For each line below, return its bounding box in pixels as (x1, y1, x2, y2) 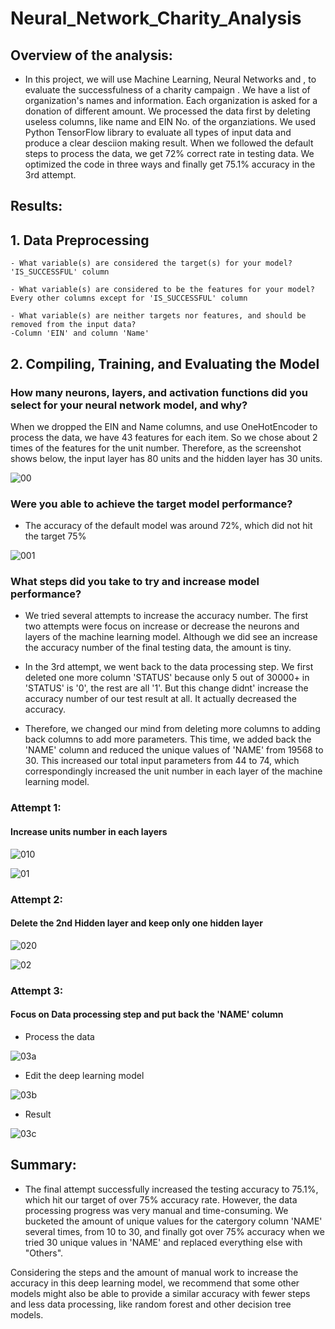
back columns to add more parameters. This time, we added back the (24, 733, 312, 746)
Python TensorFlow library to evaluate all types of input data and (24, 127, 292, 138)
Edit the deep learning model (24, 1069, 145, 1081)
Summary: (10, 1157, 77, 1174)
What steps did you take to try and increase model (10, 575, 260, 589)
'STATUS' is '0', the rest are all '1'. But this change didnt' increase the (24, 682, 309, 694)
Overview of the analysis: (10, 47, 173, 64)
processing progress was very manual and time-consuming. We (24, 1204, 289, 1216)
